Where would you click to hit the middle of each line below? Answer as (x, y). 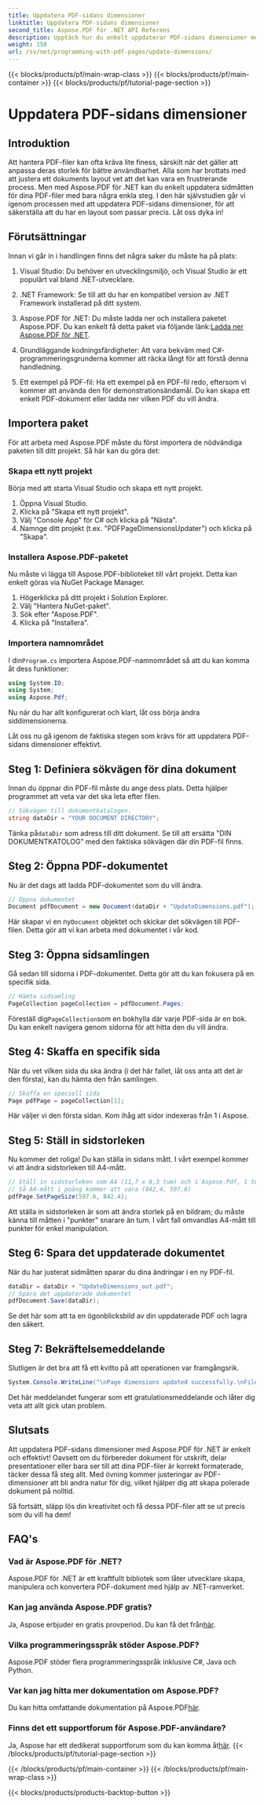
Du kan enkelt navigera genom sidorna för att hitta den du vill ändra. (118, 1027)
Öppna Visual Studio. (53, 503)
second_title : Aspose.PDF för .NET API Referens (89, 30)
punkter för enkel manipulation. (59, 1228)
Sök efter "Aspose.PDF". (59, 614)
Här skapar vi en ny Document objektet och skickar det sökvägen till (115, 922)
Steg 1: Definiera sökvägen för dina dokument (123, 769)
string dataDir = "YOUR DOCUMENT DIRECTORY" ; (84, 818)
